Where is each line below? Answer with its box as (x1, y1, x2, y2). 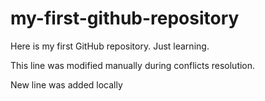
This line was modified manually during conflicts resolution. (10, 59, 256, 71)
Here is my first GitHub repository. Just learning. (10, 40, 210, 52)
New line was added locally (10, 78, 123, 91)
